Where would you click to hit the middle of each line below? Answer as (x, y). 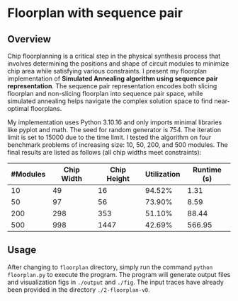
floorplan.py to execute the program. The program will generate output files (119, 274)
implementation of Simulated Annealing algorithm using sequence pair (113, 78)
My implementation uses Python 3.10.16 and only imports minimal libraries (115, 122)
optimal (18, 108)
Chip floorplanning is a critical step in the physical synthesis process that (114, 56)
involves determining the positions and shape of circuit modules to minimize (118, 64)
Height (118, 178)
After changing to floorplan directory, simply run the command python (110, 267)
